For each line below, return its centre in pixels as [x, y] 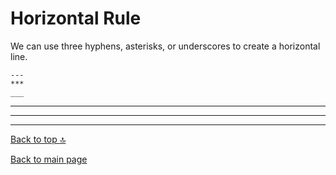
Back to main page [49, 159]
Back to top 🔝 [38, 139]
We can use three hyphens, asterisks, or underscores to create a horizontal [165, 46]
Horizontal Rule [76, 18]
